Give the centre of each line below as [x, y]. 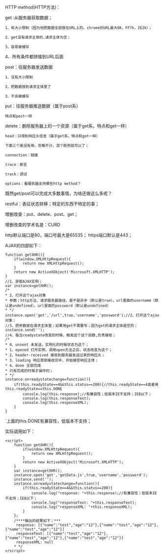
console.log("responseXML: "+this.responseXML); [82, 507]
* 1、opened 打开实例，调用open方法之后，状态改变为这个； [59, 350]
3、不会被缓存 [17, 96]
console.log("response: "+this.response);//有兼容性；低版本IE [94, 493]
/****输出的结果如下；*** [37, 521]
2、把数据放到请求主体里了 [28, 87]
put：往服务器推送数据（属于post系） [43, 106]
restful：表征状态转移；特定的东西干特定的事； [52, 204]
